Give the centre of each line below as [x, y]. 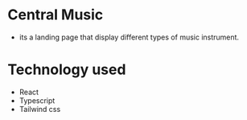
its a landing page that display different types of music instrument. [129, 37]
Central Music [56, 15]
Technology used [67, 70]
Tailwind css [40, 109]
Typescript [37, 100]
